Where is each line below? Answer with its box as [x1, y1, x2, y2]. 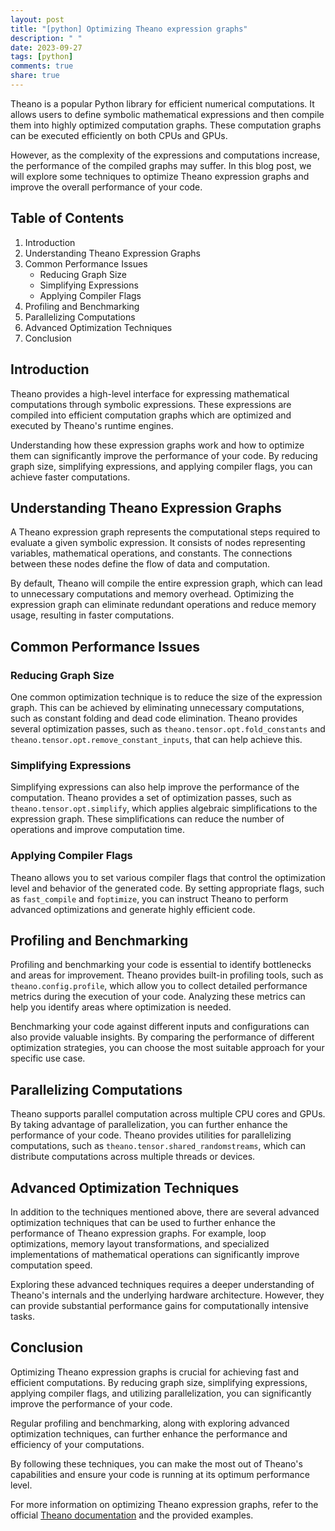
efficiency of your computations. [10, 1438, 145, 1450]
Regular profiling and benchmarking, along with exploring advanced [10, 1417, 290, 1429]
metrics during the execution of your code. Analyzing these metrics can [10, 991, 306, 1003]
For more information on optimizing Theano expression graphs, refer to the [10, 1498, 319, 1510]
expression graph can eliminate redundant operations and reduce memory [10, 599, 317, 611]
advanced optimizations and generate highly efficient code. [10, 903, 256, 915]
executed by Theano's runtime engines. [10, 419, 174, 431]
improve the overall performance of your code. [10, 181, 203, 193]
